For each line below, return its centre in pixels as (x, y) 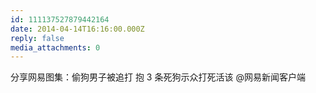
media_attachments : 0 (55, 47)
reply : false (37, 38)
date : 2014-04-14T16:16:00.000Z (77, 29)
